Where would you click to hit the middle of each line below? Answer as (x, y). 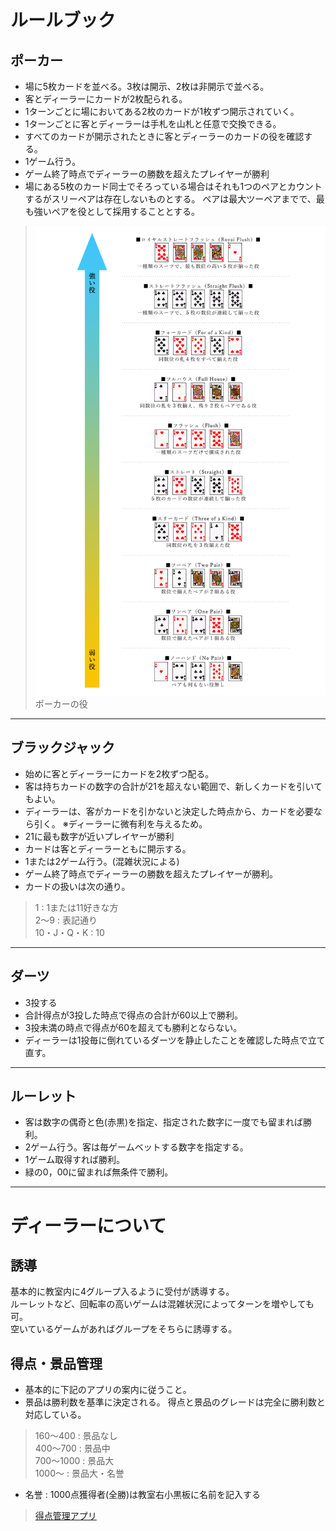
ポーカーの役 (61, 703)
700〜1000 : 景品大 (74, 1461)
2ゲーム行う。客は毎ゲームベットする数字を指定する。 (136, 1147)
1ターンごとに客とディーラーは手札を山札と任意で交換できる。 (153, 124)
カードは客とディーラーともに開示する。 (108, 848)
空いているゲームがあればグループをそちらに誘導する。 (124, 1329)
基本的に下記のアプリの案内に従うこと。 (108, 1390)
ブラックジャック (62, 747)
